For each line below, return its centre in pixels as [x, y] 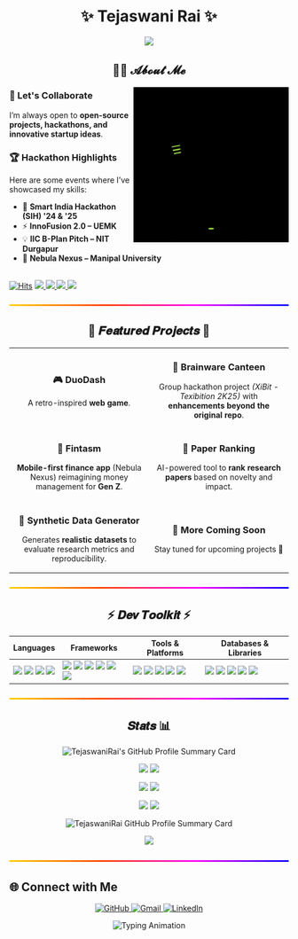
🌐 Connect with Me [63, 887]
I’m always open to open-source [69, 115]
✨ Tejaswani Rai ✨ [149, 16]
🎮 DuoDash [79, 380]
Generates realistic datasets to [79, 539]
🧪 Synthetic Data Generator [79, 520]
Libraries [245, 653]
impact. [219, 487]
